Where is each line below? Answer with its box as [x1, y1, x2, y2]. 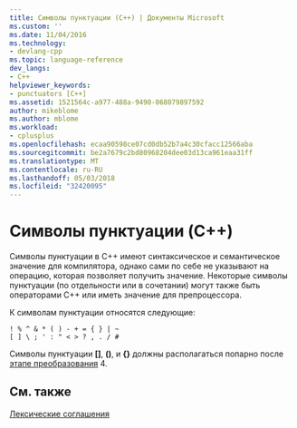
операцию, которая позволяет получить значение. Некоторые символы [9, 270, 288, 281]
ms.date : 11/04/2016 [9, 30, 88, 39]
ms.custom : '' [9, 22, 63, 31]
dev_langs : [9, 64, 51, 73]
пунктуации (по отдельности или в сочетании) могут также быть [9, 280, 261, 291]
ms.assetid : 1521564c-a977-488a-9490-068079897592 [9, 97, 205, 107]
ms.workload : [9, 123, 59, 132]
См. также [9, 384, 72, 400]
